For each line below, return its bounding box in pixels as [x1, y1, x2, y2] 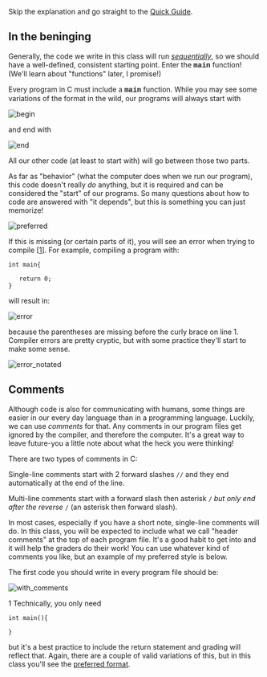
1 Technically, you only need [8, 598, 102, 608]
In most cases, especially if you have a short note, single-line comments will [8, 517, 260, 527]
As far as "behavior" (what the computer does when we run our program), [8, 171, 253, 181]
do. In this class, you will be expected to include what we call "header [8, 526, 239, 536]
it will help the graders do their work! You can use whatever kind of [8, 543, 230, 553]
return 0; [18, 275, 52, 283]
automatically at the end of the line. [8, 478, 125, 487]
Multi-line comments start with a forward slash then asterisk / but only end [8, 493, 256, 503]
